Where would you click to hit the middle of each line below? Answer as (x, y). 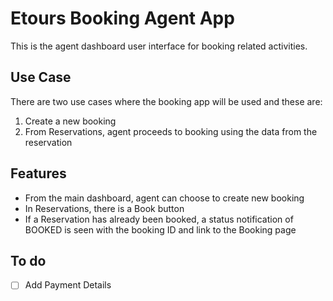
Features (38, 173)
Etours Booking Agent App (122, 18)
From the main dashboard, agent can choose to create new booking (164, 198)
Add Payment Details (68, 285)
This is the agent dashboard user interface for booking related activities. (159, 46)
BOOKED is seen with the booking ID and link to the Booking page (160, 229)
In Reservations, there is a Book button (104, 208)
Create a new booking (70, 121)
